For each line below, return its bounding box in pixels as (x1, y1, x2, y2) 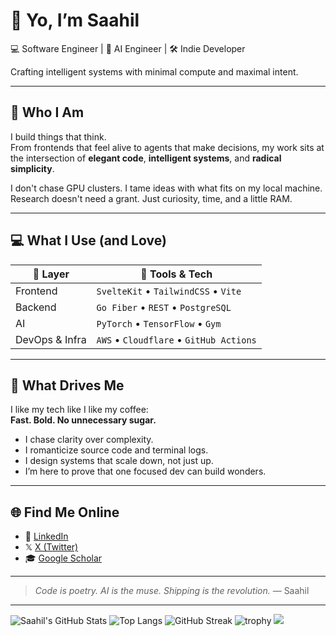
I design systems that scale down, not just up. (24, 455, 214, 467)
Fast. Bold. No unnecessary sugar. (10, 414, 157, 426)
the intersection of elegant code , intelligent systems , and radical (10, 152, 282, 164)
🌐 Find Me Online (10, 504, 120, 521)
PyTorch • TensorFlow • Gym (96, 316, 222, 330)
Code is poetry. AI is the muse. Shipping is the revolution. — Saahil (34, 585, 310, 597)
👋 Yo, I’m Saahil (10, 9, 140, 32)
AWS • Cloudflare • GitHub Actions (96, 332, 257, 346)
